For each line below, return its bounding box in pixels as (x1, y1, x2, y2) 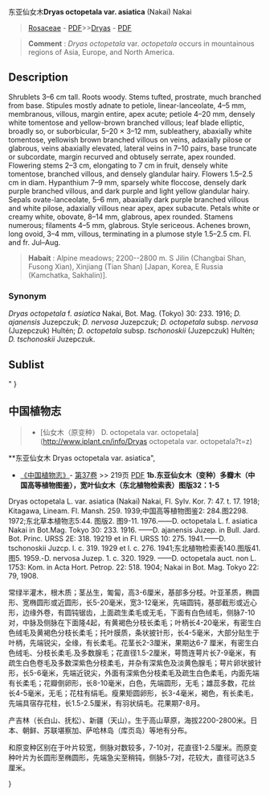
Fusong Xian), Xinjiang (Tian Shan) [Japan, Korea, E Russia (27, 261, 223, 272)
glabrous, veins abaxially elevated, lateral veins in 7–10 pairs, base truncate (8, 143, 257, 153)
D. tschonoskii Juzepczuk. (8, 334, 96, 344)
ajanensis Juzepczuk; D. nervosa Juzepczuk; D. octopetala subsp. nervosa (8, 317, 259, 327)
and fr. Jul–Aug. (8, 237, 61, 247)
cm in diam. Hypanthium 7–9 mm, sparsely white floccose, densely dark (8, 177, 247, 187)
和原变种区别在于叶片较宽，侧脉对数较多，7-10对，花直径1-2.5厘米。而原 (8, 742, 251, 752)
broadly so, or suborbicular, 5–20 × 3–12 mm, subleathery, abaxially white (8, 126, 252, 135)
